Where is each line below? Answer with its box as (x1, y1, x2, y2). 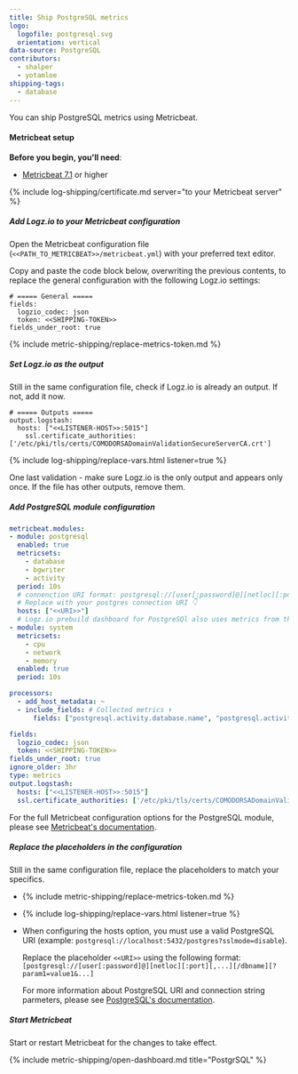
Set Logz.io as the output (9, 359, 105, 370)
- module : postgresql (9, 533, 90, 541)
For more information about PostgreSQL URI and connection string (21, 984, 266, 996)
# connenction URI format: (17, 590, 117, 599)
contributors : (9, 54, 62, 63)
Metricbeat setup (9, 132, 75, 143)
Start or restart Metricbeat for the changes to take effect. (9, 1037, 217, 1047)
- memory (25, 656, 58, 665)
